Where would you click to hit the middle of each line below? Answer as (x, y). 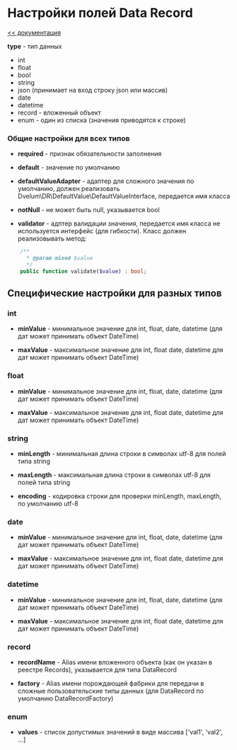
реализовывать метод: (52, 239)
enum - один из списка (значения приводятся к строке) (102, 120)
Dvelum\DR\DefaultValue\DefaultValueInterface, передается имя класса (124, 197)
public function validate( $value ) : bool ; (83, 271)
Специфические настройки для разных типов (115, 294)
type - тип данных (35, 46)
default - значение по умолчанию (69, 168)
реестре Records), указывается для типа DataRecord (97, 669)
